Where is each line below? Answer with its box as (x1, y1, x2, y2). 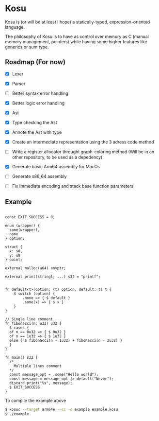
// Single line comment (5, 317, 53, 322)
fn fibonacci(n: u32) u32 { (5, 321, 62, 326)
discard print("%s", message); (9, 381, 73, 386)
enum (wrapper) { (5, 223, 40, 228)
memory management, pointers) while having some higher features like (5, 38, 147, 44)
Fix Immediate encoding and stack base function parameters (12, 183, 134, 189)
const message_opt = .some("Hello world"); (9, 372, 98, 377)
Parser (12, 81, 26, 87)
